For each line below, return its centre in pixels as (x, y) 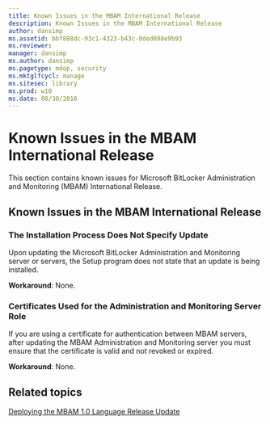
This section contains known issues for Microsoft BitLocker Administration (132, 178)
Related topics (45, 392)
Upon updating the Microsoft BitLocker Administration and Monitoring (124, 252)
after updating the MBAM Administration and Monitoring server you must (130, 342)
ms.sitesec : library (43, 83)
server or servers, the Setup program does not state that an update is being (134, 261)
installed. (23, 269)
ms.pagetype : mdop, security (57, 69)
